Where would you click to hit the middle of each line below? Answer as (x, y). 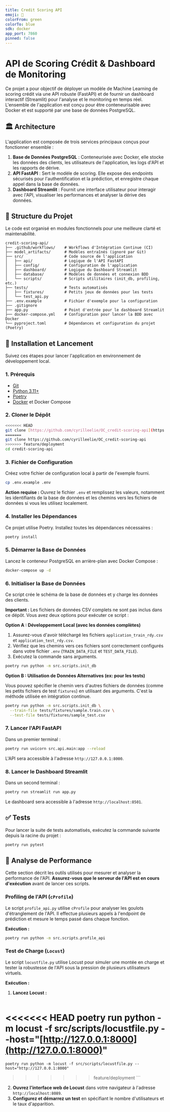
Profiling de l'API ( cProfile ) (39, 897)
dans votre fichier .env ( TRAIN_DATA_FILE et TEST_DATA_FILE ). (75, 651)
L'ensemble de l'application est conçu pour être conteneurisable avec (78, 104)
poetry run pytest (25, 845)
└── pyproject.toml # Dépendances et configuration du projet (80, 323)
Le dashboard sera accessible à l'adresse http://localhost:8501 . (74, 802)
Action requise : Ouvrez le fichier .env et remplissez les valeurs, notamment (85, 493)
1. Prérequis (20, 374)
